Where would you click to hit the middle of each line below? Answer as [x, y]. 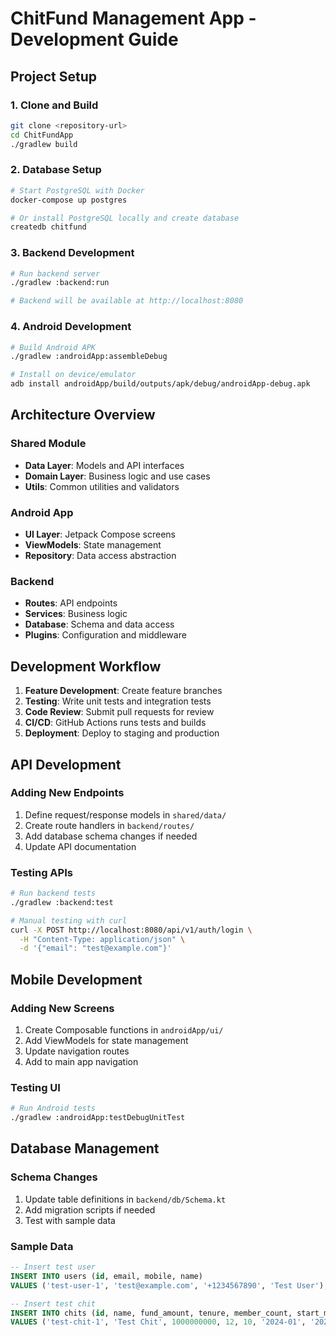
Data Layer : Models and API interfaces [104, 465]
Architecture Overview [83, 415]
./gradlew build [44, 144]
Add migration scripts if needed [90, 1209]
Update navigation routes [77, 1051]
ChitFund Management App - [133, 18]
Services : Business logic [76, 614]
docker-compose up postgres [69, 200]
